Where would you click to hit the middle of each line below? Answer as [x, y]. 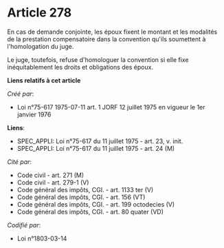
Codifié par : [24, 225]
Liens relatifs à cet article [44, 80]
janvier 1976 [34, 114]
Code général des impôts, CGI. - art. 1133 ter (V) [85, 189]
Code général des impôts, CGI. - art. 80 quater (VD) [90, 211]
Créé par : [21, 94]
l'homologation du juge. [41, 46]
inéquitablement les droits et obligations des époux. [80, 67]
